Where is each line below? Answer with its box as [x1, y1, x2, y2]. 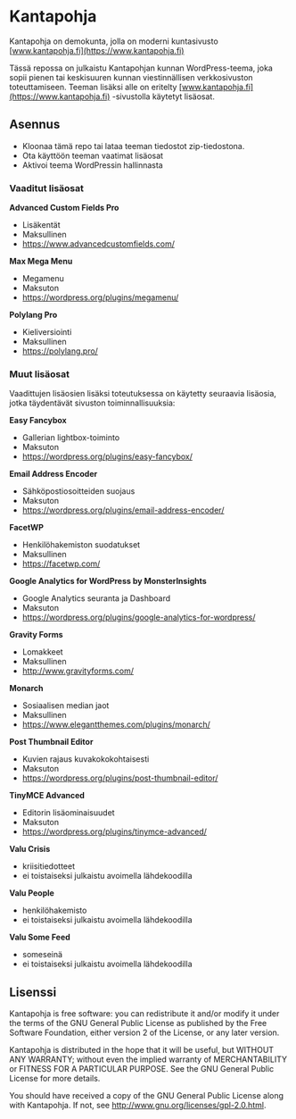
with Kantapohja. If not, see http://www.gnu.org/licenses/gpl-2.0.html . [9, 1100, 267, 1111]
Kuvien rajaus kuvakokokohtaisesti [21, 754, 150, 764]
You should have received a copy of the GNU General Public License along [9, 1090, 284, 1101]
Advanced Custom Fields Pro [9, 203, 119, 213]
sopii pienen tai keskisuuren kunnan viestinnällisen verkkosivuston [9, 71, 253, 82]
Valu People [9, 888, 55, 898]
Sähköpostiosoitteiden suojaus [21, 486, 136, 497]
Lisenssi [9, 984, 57, 999]
